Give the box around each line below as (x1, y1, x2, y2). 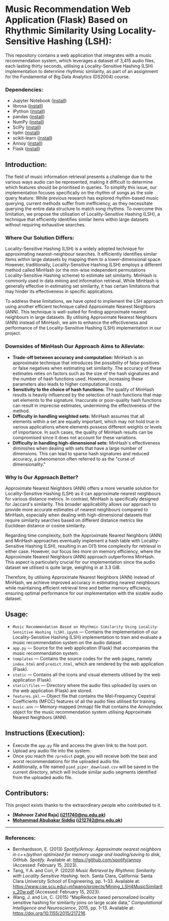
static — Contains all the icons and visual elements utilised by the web (12, 672, 160, 678)
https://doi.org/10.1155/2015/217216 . (12, 910, 87, 916)
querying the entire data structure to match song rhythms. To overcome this (5, 206, 162, 212)
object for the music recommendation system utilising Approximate (12, 709, 152, 715)
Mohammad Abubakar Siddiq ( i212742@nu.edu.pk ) (12, 817, 123, 823)
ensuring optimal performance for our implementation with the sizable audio (5, 590, 163, 596)
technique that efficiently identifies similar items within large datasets (5, 216, 149, 222)
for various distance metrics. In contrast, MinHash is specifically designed (5, 495, 159, 501)
